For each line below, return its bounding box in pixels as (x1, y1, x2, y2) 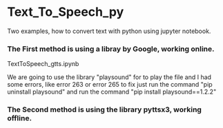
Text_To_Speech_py (7, 4, 124, 20)
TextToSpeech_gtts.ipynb (7, 60, 79, 68)
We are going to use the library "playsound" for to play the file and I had (7, 73, 212, 81)
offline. (7, 114, 32, 123)
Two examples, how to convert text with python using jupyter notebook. (7, 27, 211, 35)
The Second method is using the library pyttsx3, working (7, 105, 202, 114)
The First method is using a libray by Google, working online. (7, 44, 215, 54)
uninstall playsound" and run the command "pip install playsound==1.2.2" (7, 87, 217, 96)
